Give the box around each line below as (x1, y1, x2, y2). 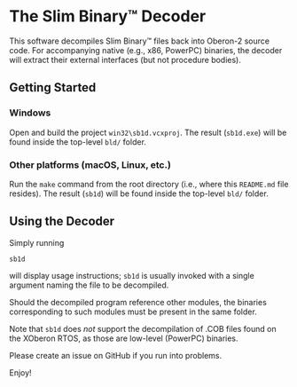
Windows (9, 107, 51, 119)
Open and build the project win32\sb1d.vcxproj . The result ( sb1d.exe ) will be (9, 127, 287, 138)
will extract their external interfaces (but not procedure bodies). (9, 54, 241, 65)
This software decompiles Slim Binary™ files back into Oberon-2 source (9, 36, 270, 46)
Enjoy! (9, 367, 33, 378)
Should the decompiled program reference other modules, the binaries (9, 296, 268, 307)
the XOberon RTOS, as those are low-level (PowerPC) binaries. (9, 333, 238, 344)
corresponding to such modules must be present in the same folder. (9, 306, 257, 317)
